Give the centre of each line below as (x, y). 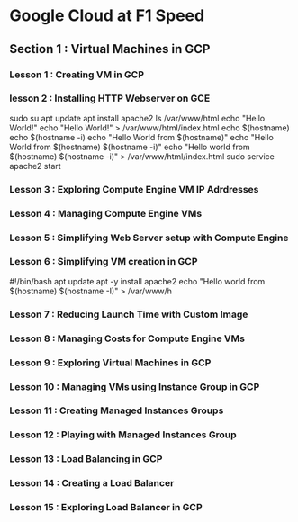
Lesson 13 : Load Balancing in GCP (86, 459)
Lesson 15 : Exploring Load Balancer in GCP (106, 508)
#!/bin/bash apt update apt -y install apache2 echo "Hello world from (137, 281)
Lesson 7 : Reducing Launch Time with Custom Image (129, 314)
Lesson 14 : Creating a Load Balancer (92, 483)
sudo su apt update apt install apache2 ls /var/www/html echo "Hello (137, 118)
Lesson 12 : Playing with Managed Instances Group (123, 435)
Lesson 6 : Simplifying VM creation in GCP (104, 262)
